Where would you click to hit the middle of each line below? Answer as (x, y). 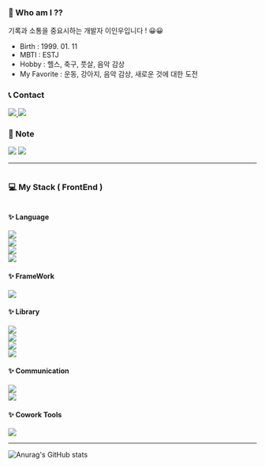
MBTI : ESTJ (39, 55)
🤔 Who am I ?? (35, 13)
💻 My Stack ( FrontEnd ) (56, 187)
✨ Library (24, 312)
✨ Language (29, 217)
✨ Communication (39, 371)
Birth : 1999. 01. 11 (48, 47)
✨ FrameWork (32, 276)
